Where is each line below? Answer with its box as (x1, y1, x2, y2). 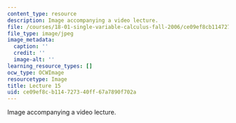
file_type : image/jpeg (7, 30, 74, 37)
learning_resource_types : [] (7, 63, 93, 70)
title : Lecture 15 (7, 82, 61, 89)
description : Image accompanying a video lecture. (7, 17, 159, 24)
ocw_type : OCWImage (7, 69, 65, 76)
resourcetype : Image (7, 75, 68, 83)
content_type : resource (7, 10, 77, 18)
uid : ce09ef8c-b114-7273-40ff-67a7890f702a (7, 89, 137, 96)
